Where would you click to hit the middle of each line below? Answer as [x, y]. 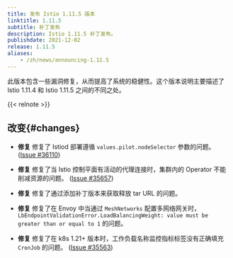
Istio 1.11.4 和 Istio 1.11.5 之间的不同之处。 [66, 90]
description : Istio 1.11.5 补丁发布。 [62, 34]
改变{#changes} [44, 128]
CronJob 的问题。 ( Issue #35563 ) [65, 247]
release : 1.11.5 [31, 47]
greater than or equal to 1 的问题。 [72, 223]
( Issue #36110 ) [39, 155]
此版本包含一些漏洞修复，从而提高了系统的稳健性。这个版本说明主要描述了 [116, 81]
